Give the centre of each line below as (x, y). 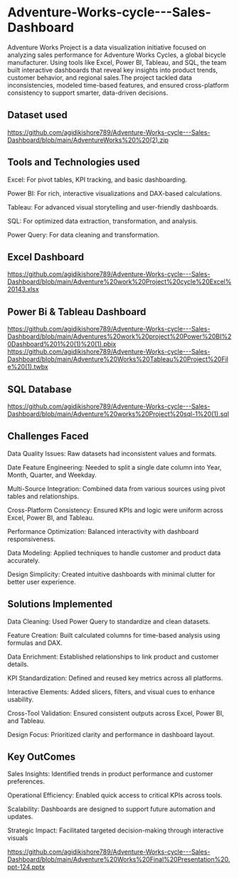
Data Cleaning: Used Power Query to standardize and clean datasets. (109, 621)
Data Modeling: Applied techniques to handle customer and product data (114, 552)
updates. (20, 817)
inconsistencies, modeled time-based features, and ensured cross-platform (118, 85)
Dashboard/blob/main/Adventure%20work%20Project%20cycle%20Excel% (119, 282)
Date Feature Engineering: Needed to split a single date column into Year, (115, 467)
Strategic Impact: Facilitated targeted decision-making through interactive (116, 830)
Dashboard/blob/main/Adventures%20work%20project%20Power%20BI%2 (119, 336)
